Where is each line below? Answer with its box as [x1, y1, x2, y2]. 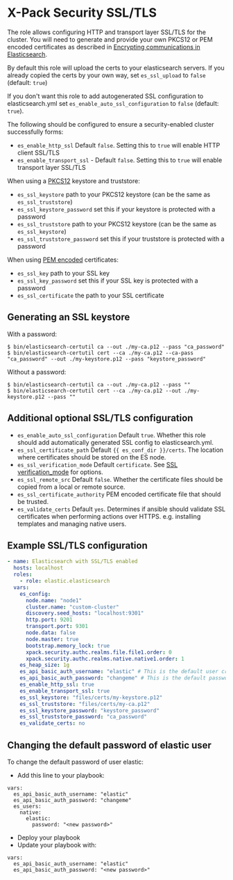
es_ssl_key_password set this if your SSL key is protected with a [17, 276, 199, 285]
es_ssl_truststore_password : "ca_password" [19, 714, 148, 721]
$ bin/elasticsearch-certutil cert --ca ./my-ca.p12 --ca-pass [7, 349, 194, 356]
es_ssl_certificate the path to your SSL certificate [17, 291, 164, 299]
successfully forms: [7, 127, 64, 136]
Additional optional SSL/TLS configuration [7, 412, 193, 424]
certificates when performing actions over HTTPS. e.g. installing [17, 512, 201, 520]
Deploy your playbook [17, 833, 81, 842]
